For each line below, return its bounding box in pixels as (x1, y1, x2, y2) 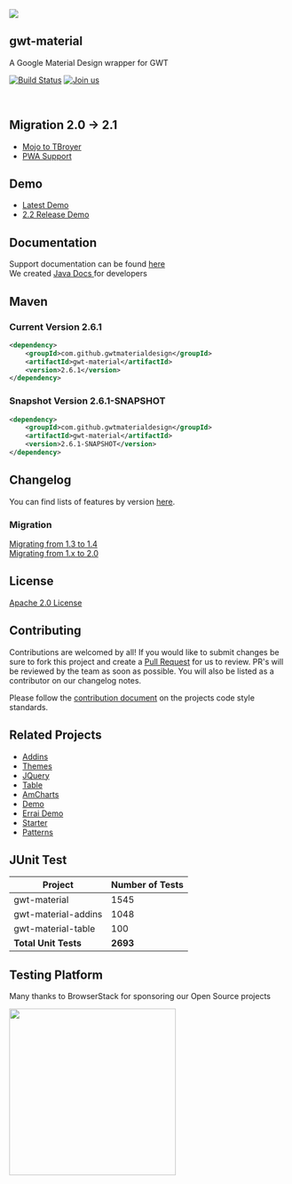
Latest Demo (21, 200, 69, 211)
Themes (21, 760, 53, 772)
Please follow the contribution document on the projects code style (9, 692, 256, 703)
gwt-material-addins (13, 908, 103, 921)
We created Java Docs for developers (9, 268, 148, 279)
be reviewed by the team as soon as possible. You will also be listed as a (9, 666, 275, 676)
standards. (9, 701, 49, 712)
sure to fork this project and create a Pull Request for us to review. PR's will (9, 656, 284, 667)
